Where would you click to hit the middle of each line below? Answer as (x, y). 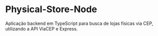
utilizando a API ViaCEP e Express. (42, 28)
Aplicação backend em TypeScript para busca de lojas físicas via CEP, (79, 23)
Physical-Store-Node (51, 9)
